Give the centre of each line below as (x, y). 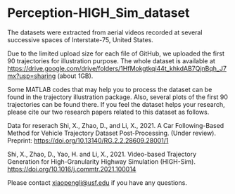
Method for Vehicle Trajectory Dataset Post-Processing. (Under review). (112, 133)
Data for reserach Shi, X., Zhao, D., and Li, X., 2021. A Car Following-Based (116, 125)
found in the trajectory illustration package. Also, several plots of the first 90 (118, 97)
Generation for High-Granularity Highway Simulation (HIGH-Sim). (101, 161)
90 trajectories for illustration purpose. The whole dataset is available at (112, 60)
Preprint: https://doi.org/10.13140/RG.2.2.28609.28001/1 (88, 140)
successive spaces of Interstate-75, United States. (80, 39)
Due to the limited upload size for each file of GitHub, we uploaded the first (116, 53)
